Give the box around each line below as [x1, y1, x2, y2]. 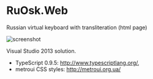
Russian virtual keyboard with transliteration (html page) [6, 24, 147, 31]
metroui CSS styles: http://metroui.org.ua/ [15, 65, 121, 73]
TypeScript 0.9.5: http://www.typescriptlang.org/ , [15, 59, 140, 66]
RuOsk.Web [6, 4, 69, 18]
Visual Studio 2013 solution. [6, 47, 76, 55]
